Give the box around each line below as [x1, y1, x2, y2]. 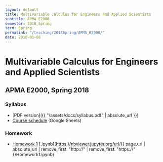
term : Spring [5, 26, 32, 31]
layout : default [5, 7, 39, 12]
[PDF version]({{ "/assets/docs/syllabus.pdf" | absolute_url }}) [12, 112, 139, 118]
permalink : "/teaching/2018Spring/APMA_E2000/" [5, 30, 105, 35]
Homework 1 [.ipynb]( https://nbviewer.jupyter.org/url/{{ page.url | [12, 141, 146, 147]
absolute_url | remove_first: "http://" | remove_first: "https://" [12, 146, 136, 152]
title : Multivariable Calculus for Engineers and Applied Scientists [5, 12, 152, 17]
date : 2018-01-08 [5, 35, 41, 40]
